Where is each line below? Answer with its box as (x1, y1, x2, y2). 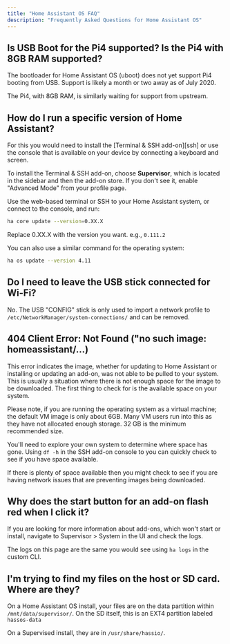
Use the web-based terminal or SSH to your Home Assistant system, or (7, 198, 210, 206)
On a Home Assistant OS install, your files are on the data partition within (7, 602, 214, 610)
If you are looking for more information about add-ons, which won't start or (7, 524, 221, 533)
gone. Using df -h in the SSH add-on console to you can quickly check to (7, 447, 218, 456)
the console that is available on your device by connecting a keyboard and (7, 149, 219, 157)
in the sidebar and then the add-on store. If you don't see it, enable (7, 177, 198, 185)
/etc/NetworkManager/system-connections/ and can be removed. (7, 312, 190, 321)
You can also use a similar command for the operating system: (7, 244, 185, 252)
